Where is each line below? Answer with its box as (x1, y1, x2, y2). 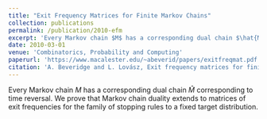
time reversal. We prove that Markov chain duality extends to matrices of (8, 93, 246, 103)
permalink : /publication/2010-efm (8, 26, 123, 34)
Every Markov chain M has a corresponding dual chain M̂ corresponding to (8, 85, 253, 94)
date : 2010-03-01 (8, 41, 66, 49)
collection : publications (8, 19, 94, 27)
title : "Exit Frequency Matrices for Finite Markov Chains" (8, 11, 212, 20)
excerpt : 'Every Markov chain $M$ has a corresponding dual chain (8, 33, 233, 42)
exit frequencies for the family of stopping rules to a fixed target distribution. (8, 102, 258, 111)
